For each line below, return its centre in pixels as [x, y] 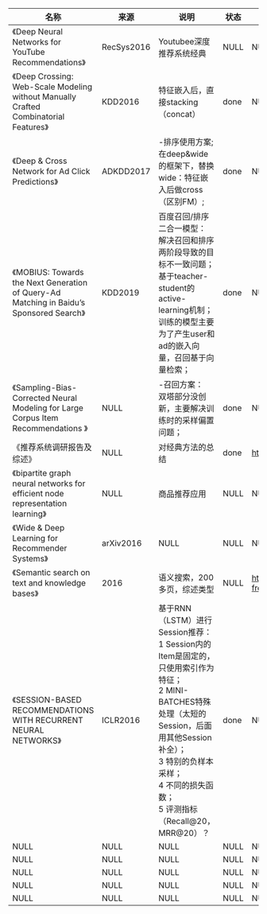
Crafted [27, 107]
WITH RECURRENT [48, 720]
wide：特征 [180, 178]
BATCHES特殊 [185, 702]
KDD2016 [121, 101]
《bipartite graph [42, 473]
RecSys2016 [126, 47]
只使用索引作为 [186, 668]
